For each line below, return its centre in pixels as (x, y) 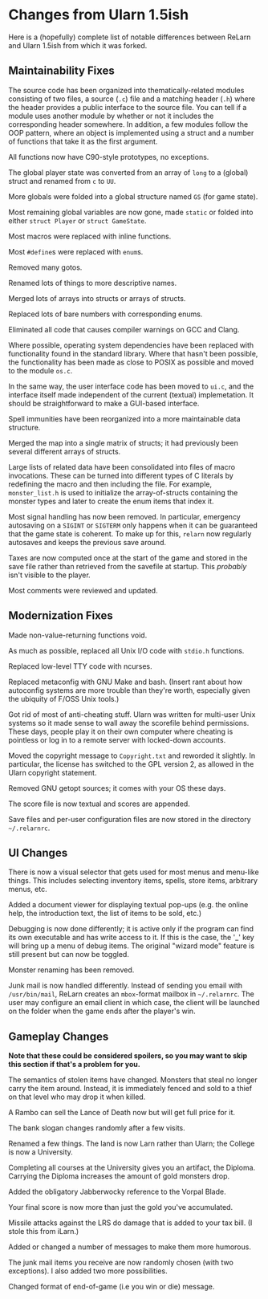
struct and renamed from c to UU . (62, 181)
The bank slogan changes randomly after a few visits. (97, 1128)
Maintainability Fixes (61, 71)
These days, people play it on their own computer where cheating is (121, 731)
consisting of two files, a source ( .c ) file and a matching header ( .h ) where (132, 99)
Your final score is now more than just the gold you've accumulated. (121, 1207)
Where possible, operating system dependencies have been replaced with (131, 345)
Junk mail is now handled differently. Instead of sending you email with (126, 986)
